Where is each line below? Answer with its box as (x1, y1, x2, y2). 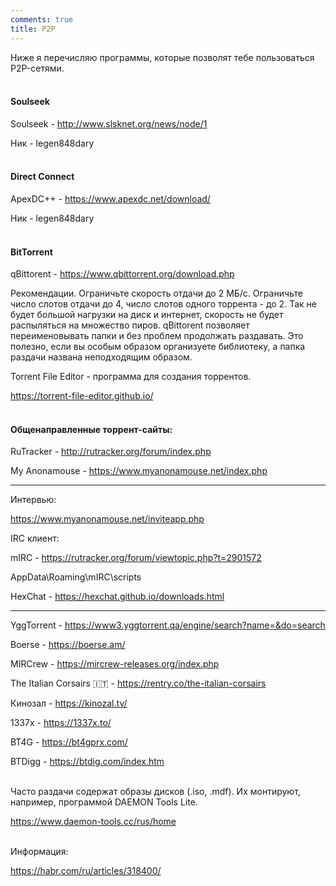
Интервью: (10, 494, 57, 506)
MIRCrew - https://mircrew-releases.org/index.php (10, 658, 220, 670)
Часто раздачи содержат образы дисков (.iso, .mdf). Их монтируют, (10, 786, 301, 798)
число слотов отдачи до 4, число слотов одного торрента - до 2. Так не (10, 298, 317, 310)
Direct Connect (10, 171, 75, 183)
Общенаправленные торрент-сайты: (10, 423, 173, 435)
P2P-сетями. (10, 62, 65, 74)
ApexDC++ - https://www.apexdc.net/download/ (10, 192, 211, 205)
